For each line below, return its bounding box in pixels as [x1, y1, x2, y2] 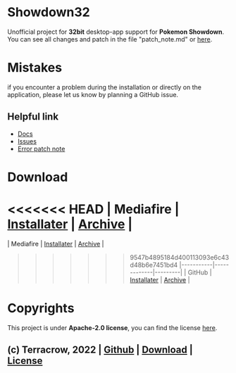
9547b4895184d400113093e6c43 [130, 253, 230, 261]
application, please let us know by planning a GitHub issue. [7, 90, 178, 99]
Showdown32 [7, 4, 90, 20]
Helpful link [7, 110, 58, 123]
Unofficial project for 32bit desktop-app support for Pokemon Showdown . [7, 27, 225, 36]
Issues [17, 137, 37, 145]
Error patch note [17, 144, 66, 153]
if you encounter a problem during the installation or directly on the [7, 82, 202, 91]
